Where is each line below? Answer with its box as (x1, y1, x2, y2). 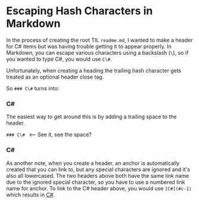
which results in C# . (6, 191, 55, 198)
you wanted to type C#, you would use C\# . (6, 55, 112, 62)
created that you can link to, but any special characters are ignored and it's (6, 165, 191, 173)
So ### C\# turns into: (6, 84, 60, 92)
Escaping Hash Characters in (6, 4, 153, 18)
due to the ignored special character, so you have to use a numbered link (6, 178, 185, 186)
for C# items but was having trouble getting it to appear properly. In (6, 43, 172, 50)
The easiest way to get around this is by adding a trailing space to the (6, 113, 177, 120)
